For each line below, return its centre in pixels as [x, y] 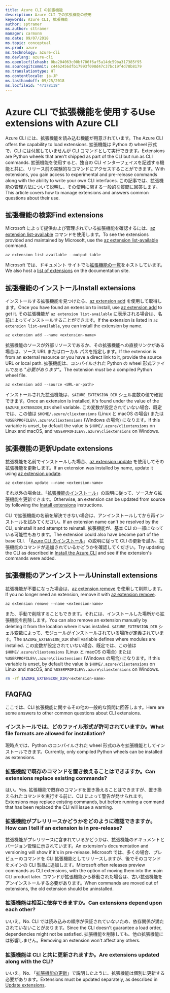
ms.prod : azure [21, 48]
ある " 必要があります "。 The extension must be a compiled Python [83, 370]
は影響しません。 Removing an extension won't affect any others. [73, 940]
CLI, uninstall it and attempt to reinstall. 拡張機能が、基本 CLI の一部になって [84, 528]
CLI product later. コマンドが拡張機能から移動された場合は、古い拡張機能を [84, 877]
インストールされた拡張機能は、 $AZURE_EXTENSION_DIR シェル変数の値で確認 [84, 395]
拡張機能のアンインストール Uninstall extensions [81, 576]
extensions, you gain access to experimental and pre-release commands [81, 174]
